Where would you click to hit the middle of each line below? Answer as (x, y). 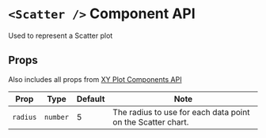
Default (91, 99)
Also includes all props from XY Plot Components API (95, 79)
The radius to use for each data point (181, 112)
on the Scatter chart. (151, 121)
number (57, 117)
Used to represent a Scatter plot (61, 35)
